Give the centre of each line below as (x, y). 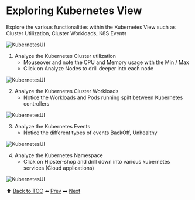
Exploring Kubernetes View (74, 11)
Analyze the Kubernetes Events (52, 126)
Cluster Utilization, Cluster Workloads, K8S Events (66, 33)
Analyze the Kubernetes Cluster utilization (65, 56)
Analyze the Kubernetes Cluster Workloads (66, 91)
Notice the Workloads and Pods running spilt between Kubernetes (103, 97)
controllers (36, 103)
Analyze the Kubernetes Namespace (59, 155)
